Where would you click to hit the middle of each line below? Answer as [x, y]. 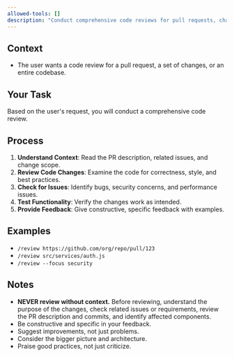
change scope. [39, 165]
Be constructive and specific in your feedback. [84, 324]
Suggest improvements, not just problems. [78, 331]
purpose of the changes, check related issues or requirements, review [118, 309]
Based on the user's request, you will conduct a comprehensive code [107, 112]
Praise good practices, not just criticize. [74, 346]
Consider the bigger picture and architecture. [82, 338]
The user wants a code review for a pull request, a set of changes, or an [120, 65]
